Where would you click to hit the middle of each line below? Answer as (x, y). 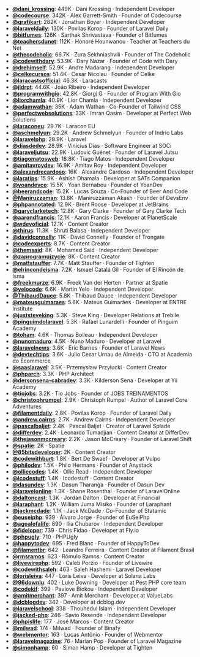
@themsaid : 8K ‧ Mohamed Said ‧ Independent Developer (85, 250)
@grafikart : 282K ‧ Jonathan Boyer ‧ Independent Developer (88, 22)
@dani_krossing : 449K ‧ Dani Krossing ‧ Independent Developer (93, 9)
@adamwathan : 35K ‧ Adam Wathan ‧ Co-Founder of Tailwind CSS (97, 106)
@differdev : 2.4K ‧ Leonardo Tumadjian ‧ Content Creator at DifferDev (101, 432)
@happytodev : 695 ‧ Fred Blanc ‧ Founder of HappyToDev (86, 543)
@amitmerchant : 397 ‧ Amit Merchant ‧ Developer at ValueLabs (92, 595)
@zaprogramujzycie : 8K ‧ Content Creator (66, 256)
